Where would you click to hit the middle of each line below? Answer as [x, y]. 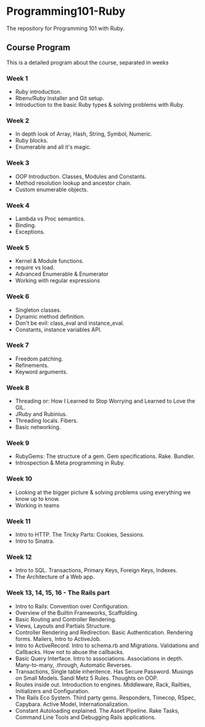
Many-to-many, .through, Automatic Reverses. [73, 665]
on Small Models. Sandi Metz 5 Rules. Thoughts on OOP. [87, 678]
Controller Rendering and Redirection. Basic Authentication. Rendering [104, 632]
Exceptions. [30, 231]
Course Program [38, 48]
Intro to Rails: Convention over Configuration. [72, 606]
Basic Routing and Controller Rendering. [66, 619]
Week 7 [18, 345]
